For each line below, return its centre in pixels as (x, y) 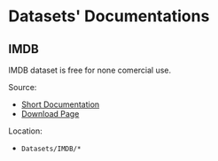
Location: (25, 131)
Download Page (50, 114)
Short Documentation (60, 104)
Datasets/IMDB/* (51, 149)
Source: (23, 87)
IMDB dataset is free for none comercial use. (90, 70)
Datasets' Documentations (109, 16)
